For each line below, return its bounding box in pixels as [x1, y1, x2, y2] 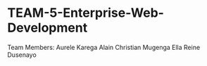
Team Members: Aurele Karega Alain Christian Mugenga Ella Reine [7, 43, 201, 51]
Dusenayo [7, 51, 37, 59]
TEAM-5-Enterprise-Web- [7, 5, 164, 21]
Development [7, 20, 88, 36]
